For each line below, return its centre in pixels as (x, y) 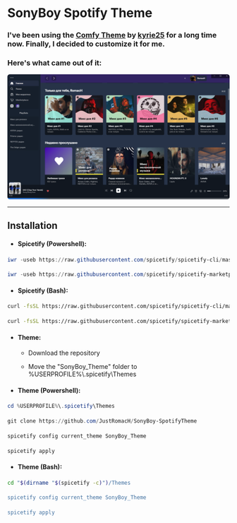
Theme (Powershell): (49, 390)
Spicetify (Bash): (43, 290)
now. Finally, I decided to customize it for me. (86, 44)
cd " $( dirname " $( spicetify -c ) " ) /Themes (69, 483)
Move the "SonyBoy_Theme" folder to (83, 367)
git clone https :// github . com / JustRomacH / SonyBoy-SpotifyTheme (102, 421)
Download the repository (64, 353)
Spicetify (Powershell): (52, 243)
